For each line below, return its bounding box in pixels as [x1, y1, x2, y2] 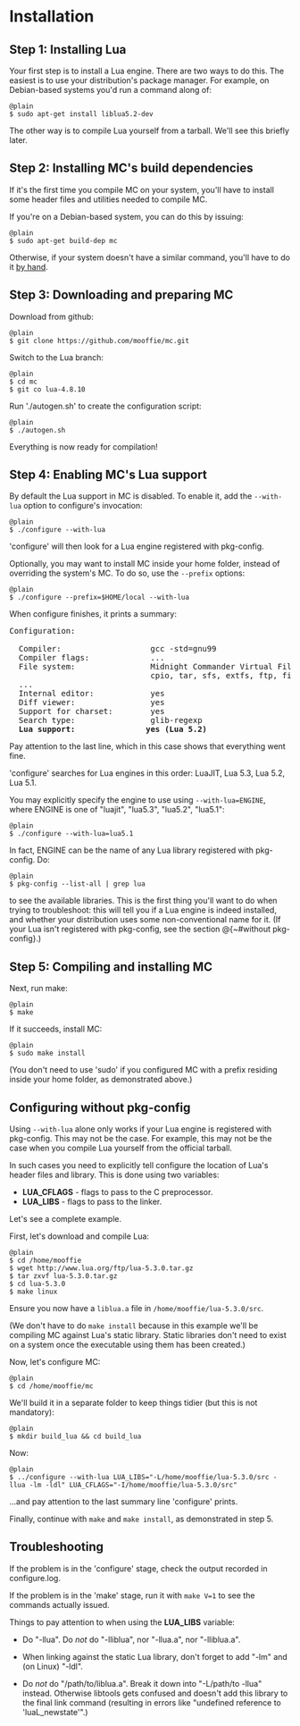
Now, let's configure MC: [9, 1357, 101, 1368]
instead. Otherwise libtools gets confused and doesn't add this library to [21, 1688, 288, 1698]
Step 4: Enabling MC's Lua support [9, 467, 207, 483]
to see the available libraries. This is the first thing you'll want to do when [9, 896, 278, 906]
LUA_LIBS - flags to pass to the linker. [21, 1196, 162, 1208]
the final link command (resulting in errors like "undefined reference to [21, 1697, 281, 1708]
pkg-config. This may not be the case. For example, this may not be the [9, 1133, 272, 1144]
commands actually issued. [9, 1599, 110, 1610]
